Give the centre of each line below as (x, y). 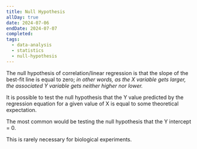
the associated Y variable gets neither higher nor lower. (75, 86)
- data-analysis (32, 45)
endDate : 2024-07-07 (32, 28)
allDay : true (22, 17)
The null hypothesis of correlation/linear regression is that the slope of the (97, 73)
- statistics (28, 51)
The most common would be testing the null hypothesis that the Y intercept (99, 121)
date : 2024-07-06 (28, 23)
